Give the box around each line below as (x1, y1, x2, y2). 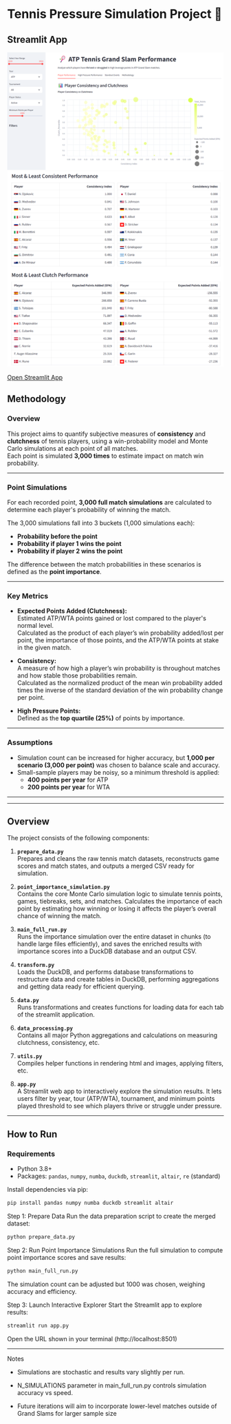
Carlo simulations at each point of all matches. (7, 444, 139, 452)
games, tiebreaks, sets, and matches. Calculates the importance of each (16, 897, 223, 906)
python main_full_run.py (7, 1268, 78, 1274)
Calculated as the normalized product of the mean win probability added (16, 679, 223, 687)
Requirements (7, 1149, 56, 1159)
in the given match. (16, 644, 72, 652)
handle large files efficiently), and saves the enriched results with (16, 940, 202, 948)
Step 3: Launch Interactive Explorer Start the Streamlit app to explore (7, 1301, 203, 1309)
